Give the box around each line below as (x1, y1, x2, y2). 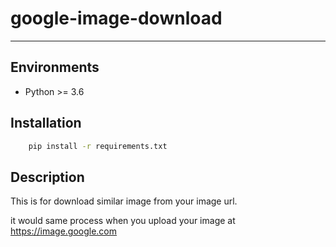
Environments (10, 59, 100, 76)
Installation (10, 115, 82, 132)
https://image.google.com (10, 225, 118, 237)
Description (10, 168, 85, 186)
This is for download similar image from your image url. (10, 195, 238, 207)
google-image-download (10, 7, 223, 30)
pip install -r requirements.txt (28, 141, 168, 151)
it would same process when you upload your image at (10, 215, 236, 227)
